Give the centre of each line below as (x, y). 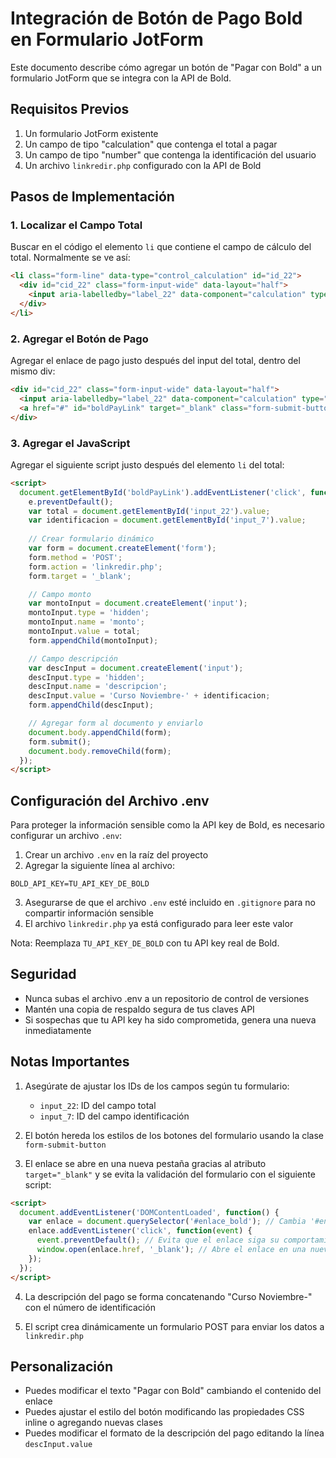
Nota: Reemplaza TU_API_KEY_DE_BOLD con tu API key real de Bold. (145, 943)
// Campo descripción (73, 658)
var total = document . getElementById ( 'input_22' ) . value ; (149, 511)
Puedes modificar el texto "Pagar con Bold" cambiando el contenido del (173, 1391)
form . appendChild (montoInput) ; (93, 640)
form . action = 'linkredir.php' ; (95, 567)
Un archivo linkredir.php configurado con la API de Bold (143, 165)
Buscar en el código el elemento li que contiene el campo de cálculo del (161, 247)
